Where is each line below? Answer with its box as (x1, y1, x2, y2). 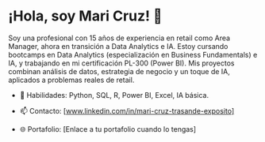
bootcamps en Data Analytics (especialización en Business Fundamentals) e (8, 50, 258, 59)
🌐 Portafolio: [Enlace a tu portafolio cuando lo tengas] (19, 124, 197, 133)
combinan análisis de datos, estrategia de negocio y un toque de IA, (8, 66, 230, 76)
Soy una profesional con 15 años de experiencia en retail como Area (8, 33, 231, 43)
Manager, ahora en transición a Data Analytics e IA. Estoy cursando (8, 41, 229, 50)
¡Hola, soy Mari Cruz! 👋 (8, 7, 163, 25)
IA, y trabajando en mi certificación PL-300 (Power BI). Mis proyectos (8, 58, 236, 68)
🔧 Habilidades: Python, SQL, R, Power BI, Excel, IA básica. (19, 90, 209, 99)
